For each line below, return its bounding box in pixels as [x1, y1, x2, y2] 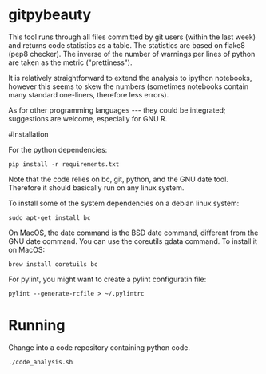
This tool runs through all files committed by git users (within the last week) [8, 32, 256, 42]
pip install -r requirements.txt [8, 160, 120, 169]
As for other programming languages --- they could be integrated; [8, 105, 226, 115]
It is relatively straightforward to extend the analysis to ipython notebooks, [8, 73, 252, 82]
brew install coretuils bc [8, 260, 98, 269]
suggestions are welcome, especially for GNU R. [8, 113, 168, 123]
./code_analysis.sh [8, 358, 73, 366]
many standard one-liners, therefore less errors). [8, 90, 169, 99]
